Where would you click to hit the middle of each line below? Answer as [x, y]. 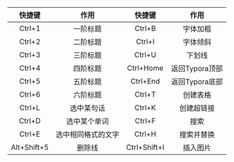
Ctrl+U [145, 55]
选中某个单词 [87, 121]
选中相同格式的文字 [87, 135]
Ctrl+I [146, 42]
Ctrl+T [146, 94]
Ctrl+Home [145, 68]
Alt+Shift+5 [30, 147]
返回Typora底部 [197, 82]
